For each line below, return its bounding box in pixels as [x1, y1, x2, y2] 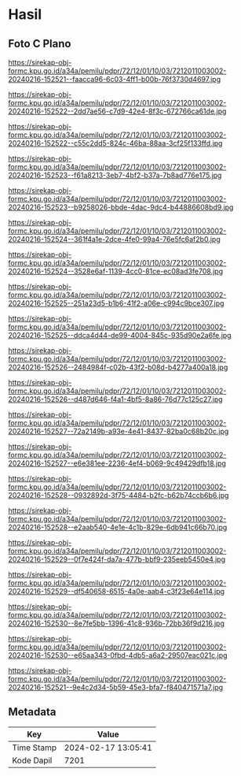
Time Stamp [12, 742, 57, 753]
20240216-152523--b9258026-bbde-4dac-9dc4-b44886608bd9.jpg [8, 202, 234, 212]
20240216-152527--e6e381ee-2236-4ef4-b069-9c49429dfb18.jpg [8, 459, 226, 468]
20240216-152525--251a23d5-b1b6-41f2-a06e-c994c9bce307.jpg [8, 299, 225, 308]
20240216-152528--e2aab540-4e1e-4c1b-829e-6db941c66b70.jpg [8, 522, 228, 532]
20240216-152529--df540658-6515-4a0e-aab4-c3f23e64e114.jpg [8, 587, 225, 596]
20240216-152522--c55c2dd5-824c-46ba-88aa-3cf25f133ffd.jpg [8, 139, 223, 147]
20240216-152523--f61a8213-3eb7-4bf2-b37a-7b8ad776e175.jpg [8, 171, 222, 180]
